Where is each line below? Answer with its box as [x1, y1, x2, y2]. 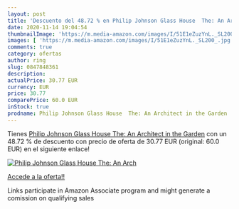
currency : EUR [7, 83, 50, 91]
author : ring [7, 57, 46, 64]
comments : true [7, 44, 53, 51]
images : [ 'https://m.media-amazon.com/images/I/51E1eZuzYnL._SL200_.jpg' [7, 37, 234, 44]
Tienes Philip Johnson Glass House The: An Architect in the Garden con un [7, 129, 227, 138]
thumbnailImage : [7, 30, 55, 38]
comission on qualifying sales [7, 193, 95, 202]
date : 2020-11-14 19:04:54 [7, 24, 87, 31]
